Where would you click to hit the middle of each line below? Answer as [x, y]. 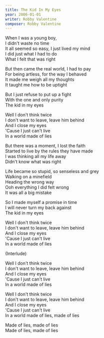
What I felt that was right [30, 59]
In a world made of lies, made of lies [42, 315]
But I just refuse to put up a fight [38, 94]
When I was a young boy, [31, 38]
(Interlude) [16, 253]
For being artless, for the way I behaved [46, 74]
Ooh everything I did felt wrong [37, 187]
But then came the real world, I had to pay [48, 69]
